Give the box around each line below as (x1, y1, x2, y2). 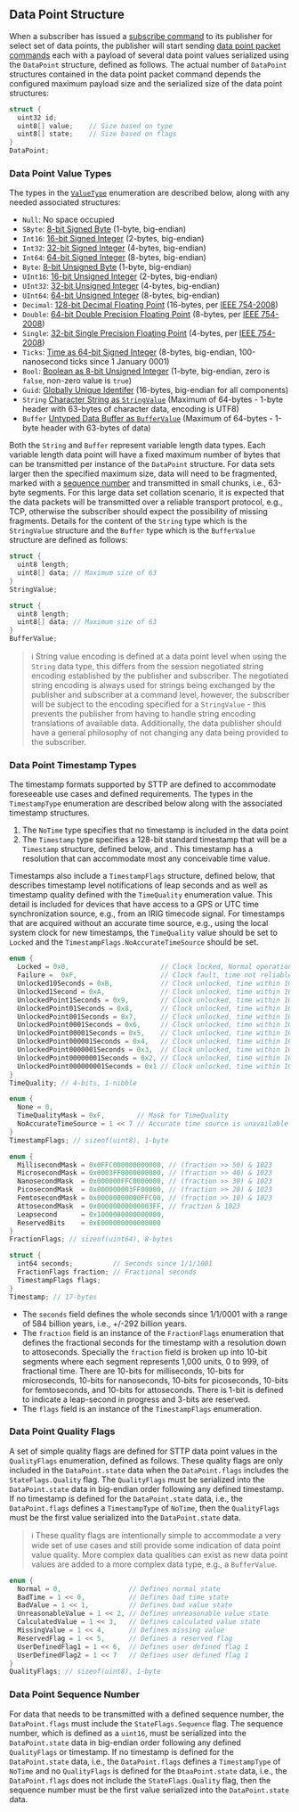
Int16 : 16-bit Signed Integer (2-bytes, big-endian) (21, 234, 205, 244)
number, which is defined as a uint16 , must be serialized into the (9, 1727, 246, 1738)
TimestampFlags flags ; (17, 1275, 101, 1284)
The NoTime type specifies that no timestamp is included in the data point (21, 824, 289, 836)
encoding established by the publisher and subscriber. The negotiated (30, 670, 289, 681)
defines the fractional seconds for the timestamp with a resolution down (21, 1337, 287, 1348)
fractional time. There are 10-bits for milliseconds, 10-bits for (21, 1365, 245, 1376)
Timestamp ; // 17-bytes (9, 1292, 98, 1301)
